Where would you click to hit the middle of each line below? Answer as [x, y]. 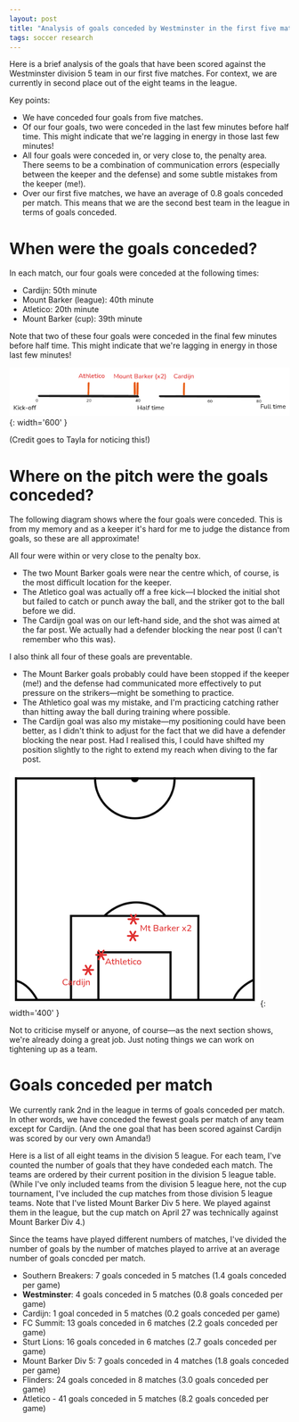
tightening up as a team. [53, 1049]
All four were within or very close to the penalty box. [105, 556]
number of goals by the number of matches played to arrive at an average [145, 1249]
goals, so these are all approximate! [74, 539]
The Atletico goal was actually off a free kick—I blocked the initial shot [151, 592]
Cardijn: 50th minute [60, 291]
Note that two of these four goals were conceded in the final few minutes [143, 336]
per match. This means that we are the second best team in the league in [156, 203]
